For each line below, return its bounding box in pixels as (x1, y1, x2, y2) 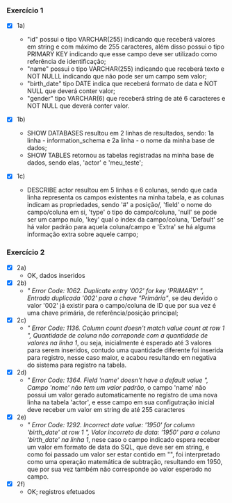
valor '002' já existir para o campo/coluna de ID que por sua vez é (26, 301, 217, 309)
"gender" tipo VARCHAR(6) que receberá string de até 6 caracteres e (26, 94, 226, 103)
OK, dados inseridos (26, 271, 85, 279)
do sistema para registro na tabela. (26, 361, 127, 369)
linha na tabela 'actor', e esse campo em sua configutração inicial (26, 398, 215, 406)
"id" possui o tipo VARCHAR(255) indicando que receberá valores (26, 35, 216, 44)
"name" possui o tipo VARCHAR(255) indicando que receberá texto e (26, 65, 225, 73)
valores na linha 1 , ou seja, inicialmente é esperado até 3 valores (26, 338, 213, 347)
